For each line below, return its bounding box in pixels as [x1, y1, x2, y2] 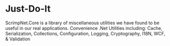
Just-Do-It [5, 3, 51, 15]
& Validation [5, 36, 31, 42]
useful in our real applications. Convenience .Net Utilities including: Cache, [5, 25, 162, 31]
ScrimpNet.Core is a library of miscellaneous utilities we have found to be [5, 20, 160, 26]
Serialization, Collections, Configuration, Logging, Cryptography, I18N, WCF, [5, 30, 166, 36]
